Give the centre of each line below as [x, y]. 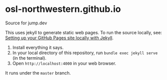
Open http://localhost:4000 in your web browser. [64, 63]
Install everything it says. [38, 47]
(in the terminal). [29, 58]
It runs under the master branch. [38, 73]
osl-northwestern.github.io [63, 9]
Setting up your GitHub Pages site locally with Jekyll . [59, 38]
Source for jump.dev [26, 23]
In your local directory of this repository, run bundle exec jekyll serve [85, 53]
